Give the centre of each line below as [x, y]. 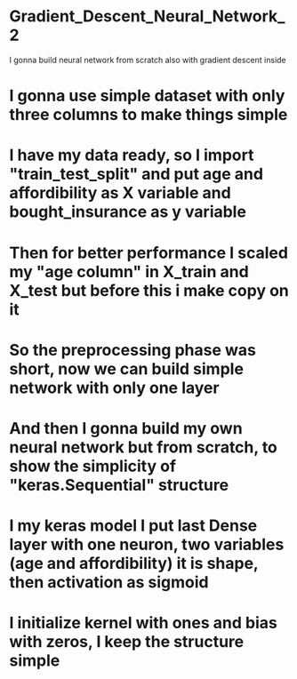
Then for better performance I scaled [149, 253]
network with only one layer [114, 387]
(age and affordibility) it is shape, [134, 564]
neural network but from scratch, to [144, 447]
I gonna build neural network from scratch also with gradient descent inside [148, 60]
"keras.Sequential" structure [119, 485]
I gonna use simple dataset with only [147, 96]
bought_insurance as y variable [128, 212]
